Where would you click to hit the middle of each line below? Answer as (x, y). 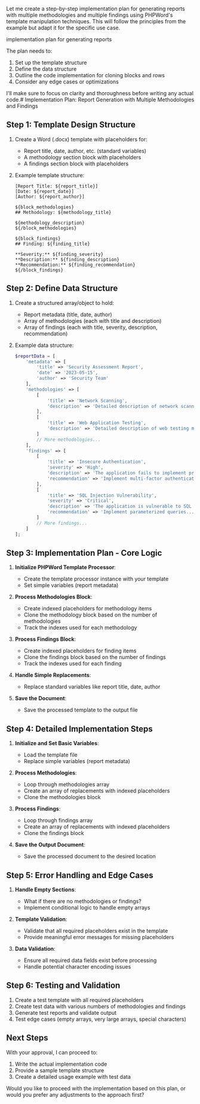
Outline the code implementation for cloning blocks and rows (90, 75)
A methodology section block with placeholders (82, 157)
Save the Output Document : (50, 845)
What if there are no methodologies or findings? (83, 901)
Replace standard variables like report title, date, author (92, 687)
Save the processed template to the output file (81, 710)
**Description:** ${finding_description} (67, 259)
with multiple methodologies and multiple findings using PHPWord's (90, 15)
